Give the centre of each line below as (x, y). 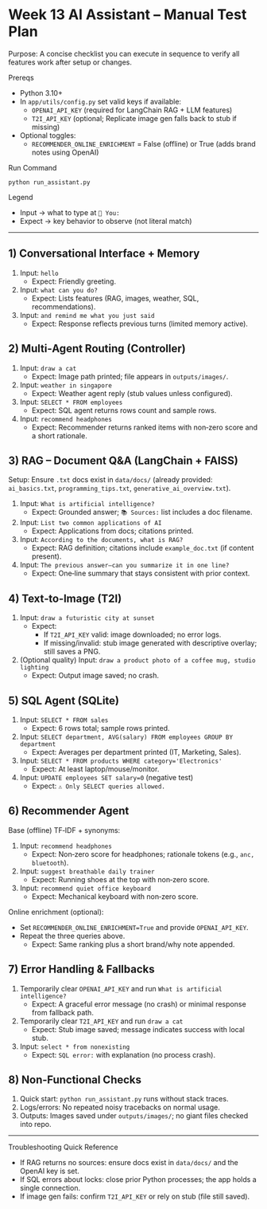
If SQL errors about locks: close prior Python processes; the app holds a (138, 1180)
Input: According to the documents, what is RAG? (101, 540)
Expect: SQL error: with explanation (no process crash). (124, 1054)
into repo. (35, 1125)
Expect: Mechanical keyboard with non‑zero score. (115, 896)
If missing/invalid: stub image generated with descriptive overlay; (150, 643)
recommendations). (64, 306)
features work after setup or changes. (70, 62)
